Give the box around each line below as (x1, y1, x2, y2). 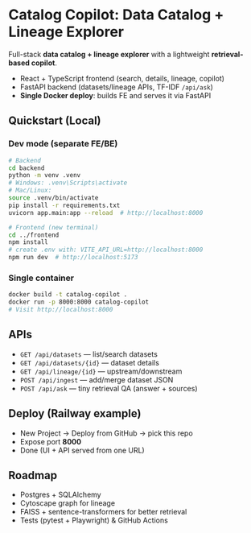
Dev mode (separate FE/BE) (8, 138, 118, 150)
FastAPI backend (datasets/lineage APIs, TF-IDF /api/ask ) (19, 82, 213, 92)
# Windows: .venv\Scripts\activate (8, 179, 128, 187)
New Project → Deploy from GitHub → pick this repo (19, 428, 193, 438)
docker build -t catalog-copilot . (8, 291, 128, 299)
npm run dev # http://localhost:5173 (8, 254, 138, 262)
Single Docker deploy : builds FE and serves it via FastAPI (19, 90, 212, 100)
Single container (8, 272, 75, 283)
